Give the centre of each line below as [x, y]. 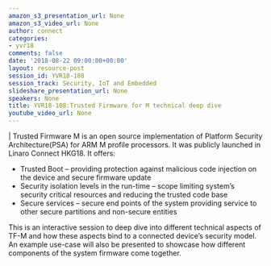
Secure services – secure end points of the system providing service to [138, 203]
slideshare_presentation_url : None [68, 91]
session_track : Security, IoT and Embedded [83, 83]
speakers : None [34, 98]
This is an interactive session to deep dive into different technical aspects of [135, 227]
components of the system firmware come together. [95, 253]
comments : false [35, 53]
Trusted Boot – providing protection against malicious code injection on [138, 169]
